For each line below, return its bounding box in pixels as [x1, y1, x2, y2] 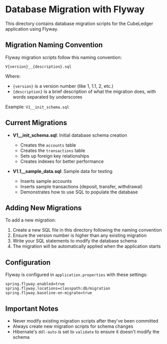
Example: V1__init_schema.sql [5, 104, 70, 110]
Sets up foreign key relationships [20, 153, 90, 159]
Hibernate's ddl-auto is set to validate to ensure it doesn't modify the [12, 329, 159, 335]
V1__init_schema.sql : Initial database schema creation [12, 132, 127, 138]
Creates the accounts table [20, 142, 76, 148]
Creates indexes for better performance [20, 158, 104, 164]
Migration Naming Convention [5, 41, 103, 50]
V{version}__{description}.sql [5, 64, 72, 69]
